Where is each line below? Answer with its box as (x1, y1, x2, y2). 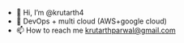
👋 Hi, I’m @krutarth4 (15, 8, 84, 17)
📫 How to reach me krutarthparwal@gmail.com (15, 25, 176, 35)
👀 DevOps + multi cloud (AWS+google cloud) (15, 16, 168, 26)
